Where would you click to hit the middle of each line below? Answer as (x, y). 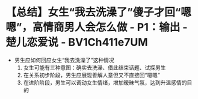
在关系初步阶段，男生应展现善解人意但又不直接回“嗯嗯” (91, 75)
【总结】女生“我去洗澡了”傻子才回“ (93, 12)
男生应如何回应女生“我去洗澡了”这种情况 (64, 60)
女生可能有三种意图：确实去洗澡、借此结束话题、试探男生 (94, 67)
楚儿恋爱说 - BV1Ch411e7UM (77, 42)
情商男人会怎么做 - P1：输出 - (115, 27)
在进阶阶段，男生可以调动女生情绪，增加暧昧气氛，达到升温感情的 (105, 82)
